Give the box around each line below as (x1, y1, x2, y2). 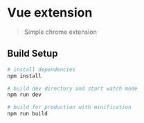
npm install (7, 73, 42, 79)
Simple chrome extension (24, 28, 97, 36)
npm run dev (7, 91, 42, 98)
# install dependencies (7, 66, 76, 73)
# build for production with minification (7, 104, 132, 111)
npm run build (7, 111, 48, 117)
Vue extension (7, 5, 93, 21)
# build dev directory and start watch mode (7, 85, 138, 92)
